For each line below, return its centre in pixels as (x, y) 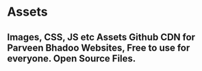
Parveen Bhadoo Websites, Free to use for (99, 47)
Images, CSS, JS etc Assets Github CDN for (101, 37)
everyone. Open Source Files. (72, 58)
